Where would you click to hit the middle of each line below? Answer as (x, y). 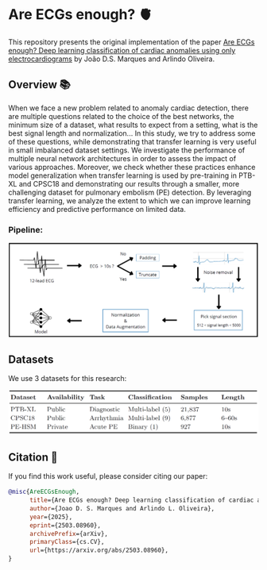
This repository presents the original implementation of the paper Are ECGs (132, 42)
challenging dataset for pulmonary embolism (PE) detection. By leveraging (130, 192)
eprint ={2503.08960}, (65, 525)
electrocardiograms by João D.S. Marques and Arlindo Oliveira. (112, 59)
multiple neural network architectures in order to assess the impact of (122, 158)
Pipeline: (26, 229)
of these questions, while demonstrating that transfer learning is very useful (132, 141)
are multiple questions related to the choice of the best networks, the (121, 116)
